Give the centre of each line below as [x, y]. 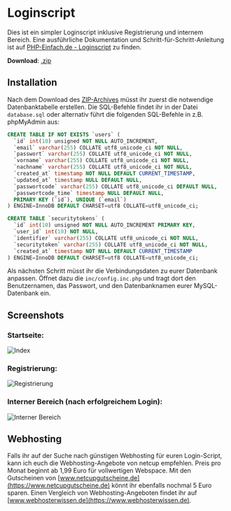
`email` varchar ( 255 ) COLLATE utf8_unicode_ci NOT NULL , [98, 147]
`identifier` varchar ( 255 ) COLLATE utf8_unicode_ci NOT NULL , [106, 238]
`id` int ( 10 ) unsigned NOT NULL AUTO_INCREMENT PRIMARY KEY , [105, 225]
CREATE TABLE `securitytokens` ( [56, 219]
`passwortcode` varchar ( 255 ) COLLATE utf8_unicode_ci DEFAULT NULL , [115, 187]
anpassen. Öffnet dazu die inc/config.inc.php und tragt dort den [101, 278]
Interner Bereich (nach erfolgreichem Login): [85, 402]
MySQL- [205, 286]
